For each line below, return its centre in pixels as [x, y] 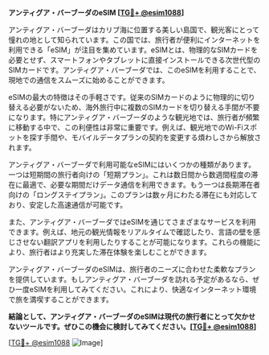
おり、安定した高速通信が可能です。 [68, 205]
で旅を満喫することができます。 [61, 299]
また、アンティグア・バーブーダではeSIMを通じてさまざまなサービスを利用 [132, 222]
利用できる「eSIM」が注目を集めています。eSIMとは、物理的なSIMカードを [133, 50]
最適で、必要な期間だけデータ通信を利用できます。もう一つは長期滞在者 [141, 185]
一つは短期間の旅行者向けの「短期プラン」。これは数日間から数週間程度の [130, 175]
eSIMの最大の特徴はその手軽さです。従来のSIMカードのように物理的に [125, 97]
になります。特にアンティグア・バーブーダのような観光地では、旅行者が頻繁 [134, 117]
